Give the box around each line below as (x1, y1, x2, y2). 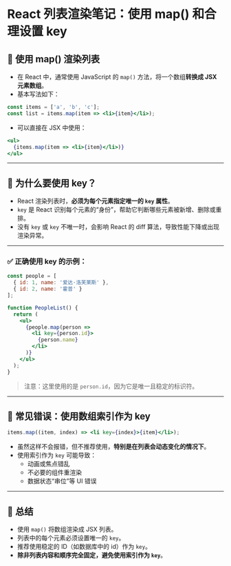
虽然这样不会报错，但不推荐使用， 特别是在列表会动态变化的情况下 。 (16, 443, 210, 451)
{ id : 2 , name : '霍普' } (13, 285, 82, 293)
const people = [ (7, 273, 57, 280)
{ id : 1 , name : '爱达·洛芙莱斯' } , (13, 279, 109, 286)
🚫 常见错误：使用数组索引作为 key (7, 411, 151, 422)
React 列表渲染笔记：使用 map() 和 (7, 6, 205, 22)
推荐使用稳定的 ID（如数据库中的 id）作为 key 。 (16, 543, 151, 551)
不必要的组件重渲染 (27, 468, 82, 476)
